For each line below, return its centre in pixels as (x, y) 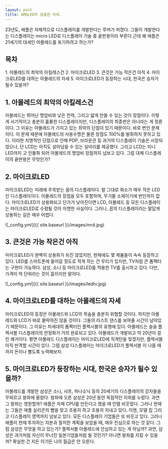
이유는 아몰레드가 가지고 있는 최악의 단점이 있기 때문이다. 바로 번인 (85, 128)
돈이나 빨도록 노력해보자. (38, 352)
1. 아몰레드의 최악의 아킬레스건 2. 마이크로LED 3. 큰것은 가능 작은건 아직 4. (78, 72)
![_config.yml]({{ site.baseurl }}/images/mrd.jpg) (55, 225)
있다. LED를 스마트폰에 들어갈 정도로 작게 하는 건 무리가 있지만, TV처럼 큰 (77, 261)
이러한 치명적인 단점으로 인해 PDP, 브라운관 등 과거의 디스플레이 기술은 (81, 141)
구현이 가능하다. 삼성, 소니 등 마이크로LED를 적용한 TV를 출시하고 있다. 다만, (84, 267)
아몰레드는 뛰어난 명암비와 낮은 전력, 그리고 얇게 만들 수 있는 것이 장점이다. (78, 116)
